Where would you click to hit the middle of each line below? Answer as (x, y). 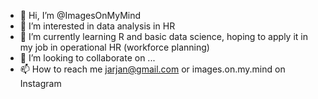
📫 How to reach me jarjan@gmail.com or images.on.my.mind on (152, 69)
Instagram (40, 83)
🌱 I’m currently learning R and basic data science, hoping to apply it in (163, 36)
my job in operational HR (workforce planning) (114, 47)
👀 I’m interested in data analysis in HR (97, 26)
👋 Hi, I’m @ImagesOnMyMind (80, 15)
